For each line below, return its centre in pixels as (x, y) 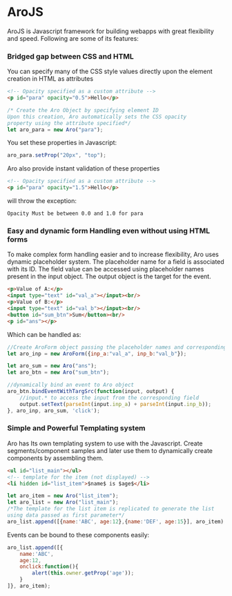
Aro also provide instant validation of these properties (84, 169)
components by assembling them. (55, 458)
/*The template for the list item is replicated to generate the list (111, 509)
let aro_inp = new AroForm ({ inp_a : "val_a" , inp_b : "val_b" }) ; (97, 354)
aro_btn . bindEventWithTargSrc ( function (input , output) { (91, 392)
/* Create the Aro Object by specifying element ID (83, 110)
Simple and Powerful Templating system (77, 428)
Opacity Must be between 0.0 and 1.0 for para (75, 214)
